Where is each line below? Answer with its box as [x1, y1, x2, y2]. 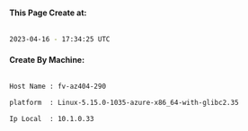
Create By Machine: [9, 54, 85, 65]
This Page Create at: [9, 7, 87, 18]
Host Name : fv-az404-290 [9, 82, 106, 92]
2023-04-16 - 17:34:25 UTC [9, 35, 111, 44]
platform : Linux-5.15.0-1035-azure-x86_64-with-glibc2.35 [9, 99, 240, 108]
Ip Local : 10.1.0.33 [9, 115, 94, 124]
